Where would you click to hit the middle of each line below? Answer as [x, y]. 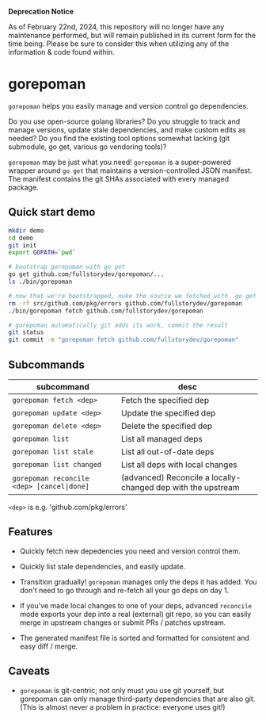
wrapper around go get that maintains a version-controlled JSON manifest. [130, 170]
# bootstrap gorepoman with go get [67, 267]
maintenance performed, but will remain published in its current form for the [132, 35]
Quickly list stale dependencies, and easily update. [103, 566]
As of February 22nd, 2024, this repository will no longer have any [116, 27]
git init [23, 245]
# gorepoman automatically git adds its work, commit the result [118, 325]
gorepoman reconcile [51, 478]
